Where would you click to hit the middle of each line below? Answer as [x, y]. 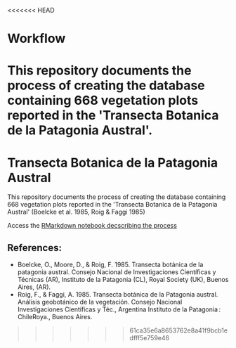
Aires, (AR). [34, 287]
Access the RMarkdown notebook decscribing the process [92, 226]
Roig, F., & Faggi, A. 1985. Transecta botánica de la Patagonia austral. [118, 295]
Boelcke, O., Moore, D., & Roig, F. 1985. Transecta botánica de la [110, 265]
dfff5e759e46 [150, 338]
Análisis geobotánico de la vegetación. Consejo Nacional [100, 302]
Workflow [37, 39]
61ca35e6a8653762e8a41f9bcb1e [179, 330]
